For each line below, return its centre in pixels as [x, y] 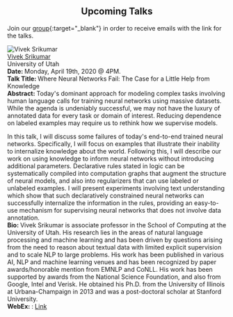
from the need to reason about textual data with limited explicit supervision [114, 247]
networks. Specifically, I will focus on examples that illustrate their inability [114, 144]
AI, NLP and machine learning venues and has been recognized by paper [112, 262]
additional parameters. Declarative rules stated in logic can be [96, 165]
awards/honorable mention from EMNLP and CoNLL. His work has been [110, 269]
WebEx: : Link [27, 306]
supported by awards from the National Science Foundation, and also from [114, 277]
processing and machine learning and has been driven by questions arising [115, 240]
